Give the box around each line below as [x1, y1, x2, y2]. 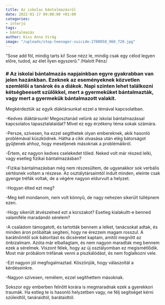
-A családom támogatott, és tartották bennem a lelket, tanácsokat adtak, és [5, 224, 158, 230]
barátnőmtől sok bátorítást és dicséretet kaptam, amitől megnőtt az [5, 235, 141, 241]
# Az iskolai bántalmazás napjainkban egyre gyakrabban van [5, 70, 154, 77]
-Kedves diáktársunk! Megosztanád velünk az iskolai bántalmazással [5, 116, 145, 122]
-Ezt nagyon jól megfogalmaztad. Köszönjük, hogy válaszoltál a [5, 260, 134, 266]
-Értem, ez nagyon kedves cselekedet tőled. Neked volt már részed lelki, [5, 151, 152, 156]
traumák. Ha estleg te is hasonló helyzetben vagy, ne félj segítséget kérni [5, 289, 154, 295]
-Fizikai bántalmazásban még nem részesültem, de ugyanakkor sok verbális [5, 165, 160, 171]
